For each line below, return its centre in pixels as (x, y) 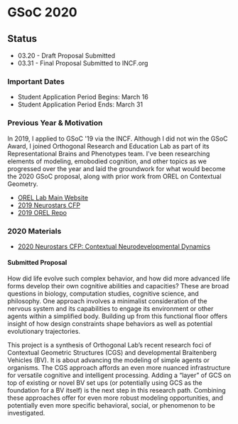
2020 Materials (34, 231)
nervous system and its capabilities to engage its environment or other (110, 309)
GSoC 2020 (42, 12)
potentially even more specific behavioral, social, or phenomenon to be (111, 406)
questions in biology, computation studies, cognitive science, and (103, 294)
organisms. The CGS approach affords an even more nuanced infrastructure (119, 368)
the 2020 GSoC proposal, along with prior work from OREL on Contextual (114, 176)
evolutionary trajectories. (44, 332)
